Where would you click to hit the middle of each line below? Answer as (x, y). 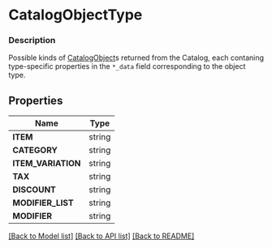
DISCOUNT (35, 190)
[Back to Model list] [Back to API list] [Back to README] (101, 236)
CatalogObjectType (76, 15)
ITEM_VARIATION (47, 164)
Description (32, 41)
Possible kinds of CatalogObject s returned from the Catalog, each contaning (136, 58)
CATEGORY (35, 150)
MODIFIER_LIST (43, 203)
